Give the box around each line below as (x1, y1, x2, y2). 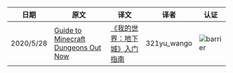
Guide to (54, 25, 82, 35)
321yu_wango (145, 39, 193, 48)
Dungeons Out (54, 43, 102, 52)
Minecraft (54, 34, 86, 43)
